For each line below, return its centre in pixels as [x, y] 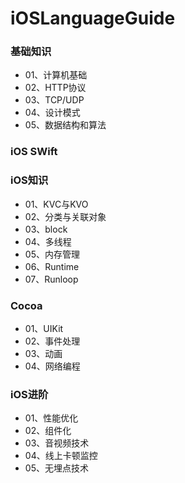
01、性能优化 [51, 418]
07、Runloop [51, 279]
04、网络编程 [52, 366]
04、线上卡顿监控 [61, 456]
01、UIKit [44, 328]
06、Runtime [52, 266]
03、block [46, 229]
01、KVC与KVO [56, 204]
